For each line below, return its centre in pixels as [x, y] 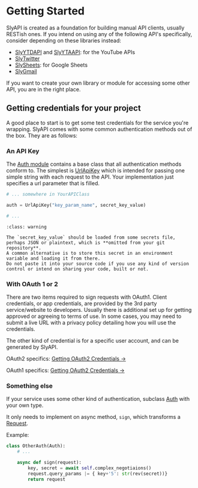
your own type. [25, 405]
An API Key [23, 151]
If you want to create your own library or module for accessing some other [98, 83]
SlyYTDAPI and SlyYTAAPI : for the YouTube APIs [75, 52]
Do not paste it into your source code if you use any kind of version [97, 264]
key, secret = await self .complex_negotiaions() [90, 468]
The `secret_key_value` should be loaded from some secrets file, [91, 237]
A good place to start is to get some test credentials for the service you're [97, 123]
